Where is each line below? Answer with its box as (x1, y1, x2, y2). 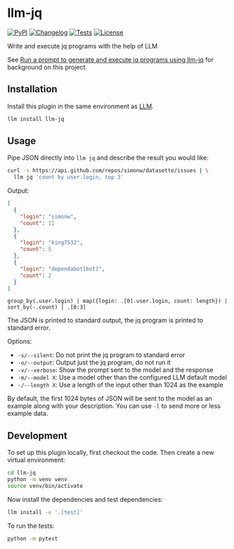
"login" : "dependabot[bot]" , (20, 265, 105, 272)
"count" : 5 (20, 246, 52, 253)
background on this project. (7, 63, 88, 71)
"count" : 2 (20, 272, 52, 279)
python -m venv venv (7, 476, 68, 483)
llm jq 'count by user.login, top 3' (13, 174, 124, 181)
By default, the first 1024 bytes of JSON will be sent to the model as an (7, 394, 212, 403)
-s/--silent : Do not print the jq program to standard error (17, 351, 186, 359)
